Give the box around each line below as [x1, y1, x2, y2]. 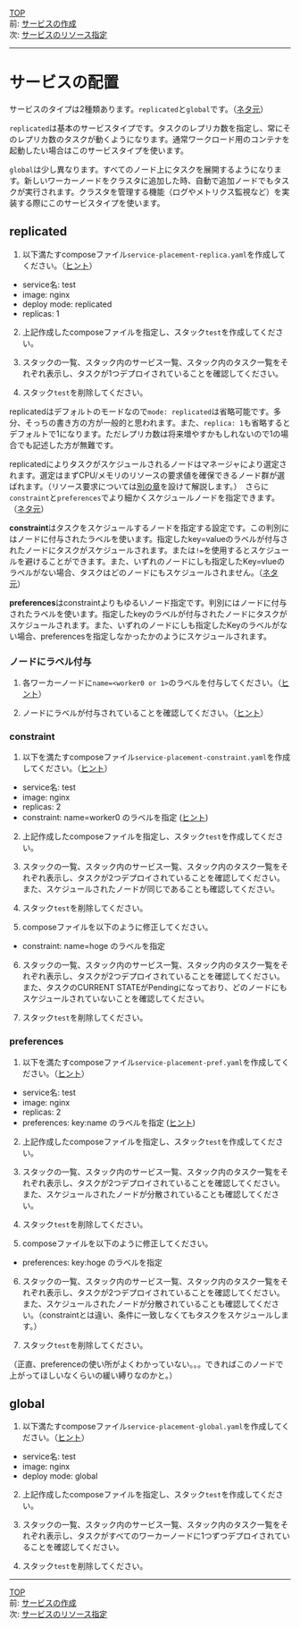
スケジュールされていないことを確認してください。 [21, 993, 210, 1005]
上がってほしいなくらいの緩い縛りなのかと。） [9, 1369, 178, 1380]
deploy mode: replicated [21, 299, 112, 309]
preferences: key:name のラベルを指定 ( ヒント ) [21, 1117, 196, 1128]
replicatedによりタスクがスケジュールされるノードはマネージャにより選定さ [9, 458, 287, 469]
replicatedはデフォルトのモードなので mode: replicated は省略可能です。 [9, 406, 274, 417]
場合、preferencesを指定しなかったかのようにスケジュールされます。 [16, 631, 272, 641]
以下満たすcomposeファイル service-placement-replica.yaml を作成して [21, 249, 287, 259]
